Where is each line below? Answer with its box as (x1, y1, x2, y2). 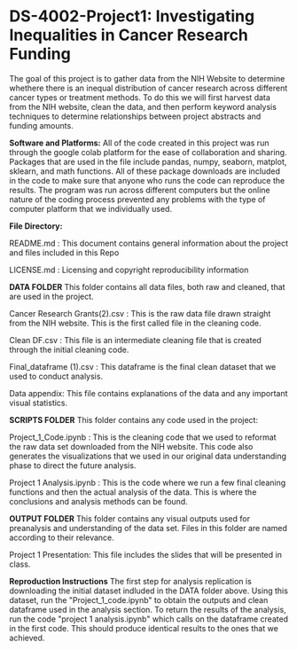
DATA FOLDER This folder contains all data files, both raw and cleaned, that (9, 281, 285, 292)
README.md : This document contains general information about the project (9, 238, 289, 248)
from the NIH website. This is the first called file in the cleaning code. (9, 317, 262, 328)
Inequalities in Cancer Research (9, 25, 248, 45)
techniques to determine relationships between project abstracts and (9, 111, 262, 121)
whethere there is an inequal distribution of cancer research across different (9, 82, 288, 93)
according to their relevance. (9, 532, 115, 543)
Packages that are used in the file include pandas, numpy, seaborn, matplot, (9, 156, 287, 167)
